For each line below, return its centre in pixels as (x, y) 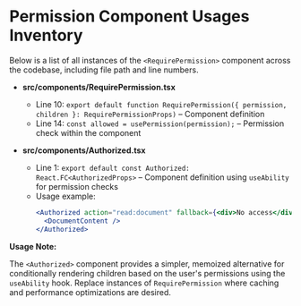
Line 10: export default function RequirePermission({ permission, (161, 104)
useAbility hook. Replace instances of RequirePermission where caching (144, 283)
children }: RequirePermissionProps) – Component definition (150, 114)
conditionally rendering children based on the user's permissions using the (147, 273)
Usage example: (65, 196)
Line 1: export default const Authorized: (113, 167)
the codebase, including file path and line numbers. (104, 70)
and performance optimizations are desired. (90, 292)
